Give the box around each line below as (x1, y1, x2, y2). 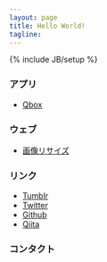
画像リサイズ (21, 145, 70, 156)
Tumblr (21, 190, 49, 201)
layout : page (9, 13, 58, 22)
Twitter (21, 200, 49, 211)
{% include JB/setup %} (9, 55, 98, 65)
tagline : (9, 30, 42, 38)
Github (21, 209, 47, 220)
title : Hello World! (9, 21, 86, 30)
